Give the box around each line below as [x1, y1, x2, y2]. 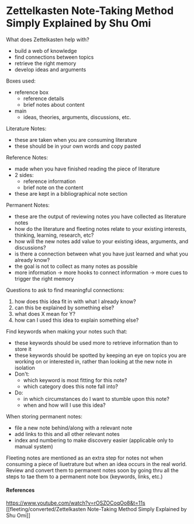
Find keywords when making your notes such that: [6, 328, 127, 335]
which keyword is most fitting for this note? [23, 376, 127, 383]
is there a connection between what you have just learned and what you [14, 250, 188, 257]
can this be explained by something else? [14, 304, 115, 311]
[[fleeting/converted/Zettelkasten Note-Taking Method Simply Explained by [6, 506, 187, 513]
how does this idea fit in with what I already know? [14, 298, 136, 305]
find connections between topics [14, 53, 94, 60]
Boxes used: [6, 77, 36, 84]
